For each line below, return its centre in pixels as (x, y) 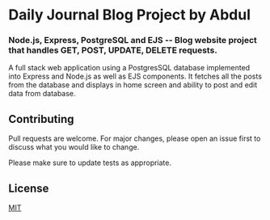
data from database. (42, 94)
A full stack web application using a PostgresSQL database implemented (129, 68)
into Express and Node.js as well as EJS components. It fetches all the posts (135, 76)
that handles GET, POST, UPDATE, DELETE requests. (113, 50)
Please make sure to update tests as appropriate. (90, 163)
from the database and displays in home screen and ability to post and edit (133, 85)
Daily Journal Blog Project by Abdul (130, 15)
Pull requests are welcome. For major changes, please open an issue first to (135, 138)
